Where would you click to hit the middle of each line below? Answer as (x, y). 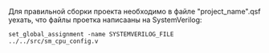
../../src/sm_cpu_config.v (53, 41)
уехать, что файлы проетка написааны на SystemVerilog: (105, 20)
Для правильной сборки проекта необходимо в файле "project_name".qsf (134, 11)
